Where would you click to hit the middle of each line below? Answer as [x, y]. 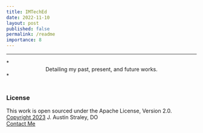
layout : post [23, 23]
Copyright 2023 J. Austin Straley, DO [52, 117]
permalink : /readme [31, 34]
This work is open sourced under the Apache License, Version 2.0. [89, 111]
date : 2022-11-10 [28, 18]
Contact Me [21, 124]
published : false [28, 29]
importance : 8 [24, 40]
